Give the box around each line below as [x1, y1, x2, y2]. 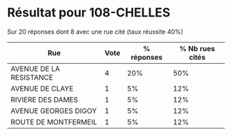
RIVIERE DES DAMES [10, 95, 78, 104]
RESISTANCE [10, 72, 54, 82]
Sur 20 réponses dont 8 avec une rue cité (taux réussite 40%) [7, 27, 184, 36]
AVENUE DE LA [10, 64, 61, 73]
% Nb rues [179, 43, 215, 53]
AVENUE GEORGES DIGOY [10, 106, 97, 115]
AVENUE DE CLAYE [10, 84, 74, 93]
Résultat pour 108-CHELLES [7, 5, 171, 21]
